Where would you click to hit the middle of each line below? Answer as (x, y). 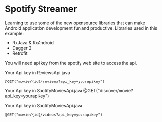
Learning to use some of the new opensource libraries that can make (75, 23)
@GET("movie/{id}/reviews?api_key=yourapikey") (55, 81)
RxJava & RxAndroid (33, 42)
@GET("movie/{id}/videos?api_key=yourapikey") (54, 115)
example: (14, 33)
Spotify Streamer (41, 9)
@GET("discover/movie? (108, 90)
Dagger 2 (22, 48)
